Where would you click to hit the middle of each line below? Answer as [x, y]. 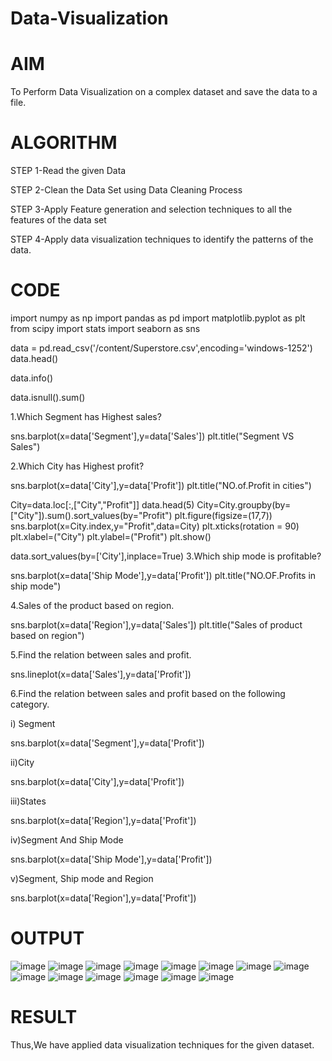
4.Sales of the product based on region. [92, 605]
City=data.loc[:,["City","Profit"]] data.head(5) [102, 505]
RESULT [44, 1017]
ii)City [22, 762]
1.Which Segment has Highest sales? [86, 416]
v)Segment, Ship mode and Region [82, 878]
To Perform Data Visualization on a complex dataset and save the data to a [164, 92]
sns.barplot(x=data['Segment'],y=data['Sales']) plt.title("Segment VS [152, 436]
